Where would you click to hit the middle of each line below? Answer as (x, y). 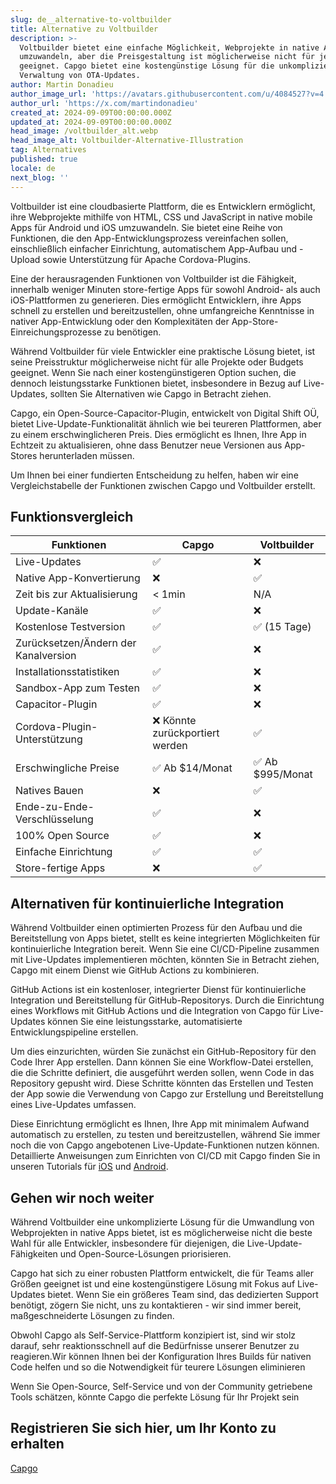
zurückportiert (186, 733)
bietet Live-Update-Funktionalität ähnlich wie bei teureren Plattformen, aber (166, 423)
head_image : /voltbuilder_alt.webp (84, 131)
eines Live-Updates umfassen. (73, 1105)
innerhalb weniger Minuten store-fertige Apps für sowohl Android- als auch (165, 289)
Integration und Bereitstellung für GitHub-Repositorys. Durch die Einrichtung (167, 1000)
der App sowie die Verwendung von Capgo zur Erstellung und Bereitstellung (167, 1094)
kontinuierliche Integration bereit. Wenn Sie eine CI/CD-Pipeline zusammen (165, 949)
